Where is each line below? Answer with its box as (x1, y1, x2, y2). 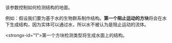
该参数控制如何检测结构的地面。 (5, 5, 73, 10)
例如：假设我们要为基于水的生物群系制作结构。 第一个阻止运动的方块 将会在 (5, 15, 162, 21)
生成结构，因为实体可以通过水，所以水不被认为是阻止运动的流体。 (9, 22, 149, 27)
